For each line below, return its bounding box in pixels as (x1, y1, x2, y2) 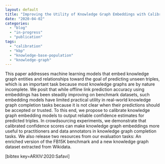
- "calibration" (9, 44, 43, 49)
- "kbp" (9, 48, 26, 53)
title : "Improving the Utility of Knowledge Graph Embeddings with (5, 12, 146, 17)
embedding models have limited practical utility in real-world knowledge (5, 97, 151, 103)
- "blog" (9, 26, 27, 30)
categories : (5, 21, 29, 26)
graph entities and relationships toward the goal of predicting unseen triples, (5, 76, 160, 82)
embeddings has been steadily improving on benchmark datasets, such (5, 92, 150, 98)
